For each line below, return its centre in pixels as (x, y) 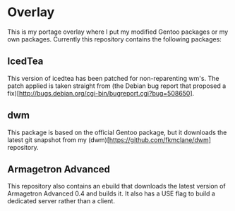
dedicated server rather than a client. (61, 201)
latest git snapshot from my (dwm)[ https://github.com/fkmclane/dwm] (109, 140)
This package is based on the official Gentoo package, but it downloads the (117, 132)
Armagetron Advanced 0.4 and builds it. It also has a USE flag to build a (111, 193)
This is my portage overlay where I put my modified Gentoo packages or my (118, 32)
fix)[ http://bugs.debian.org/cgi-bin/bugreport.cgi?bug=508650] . (101, 93)
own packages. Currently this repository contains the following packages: (115, 39)
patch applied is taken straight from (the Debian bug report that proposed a (117, 86)
